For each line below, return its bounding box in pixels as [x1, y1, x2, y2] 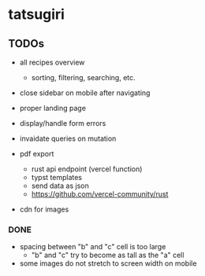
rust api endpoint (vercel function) [31, 164, 143, 174]
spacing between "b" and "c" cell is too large [19, 242, 166, 252]
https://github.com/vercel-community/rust [31, 190, 169, 198]
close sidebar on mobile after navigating [19, 88, 151, 98]
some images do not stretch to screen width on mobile [19, 259, 197, 268]
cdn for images [19, 204, 69, 214]
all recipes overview [19, 57, 85, 67]
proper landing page [19, 104, 87, 112]
